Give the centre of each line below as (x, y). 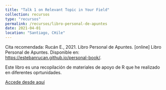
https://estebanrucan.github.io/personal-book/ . (53, 57)
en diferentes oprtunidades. (33, 72)
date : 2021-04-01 (23, 28)
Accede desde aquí (25, 82)
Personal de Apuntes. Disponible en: (42, 52)
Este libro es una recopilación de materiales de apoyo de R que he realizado (83, 67)
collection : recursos (28, 14)
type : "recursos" (23, 19)
